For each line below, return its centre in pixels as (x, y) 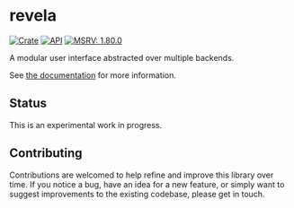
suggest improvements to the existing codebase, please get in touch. (137, 194)
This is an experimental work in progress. (86, 125)
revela (33, 16)
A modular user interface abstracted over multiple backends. (122, 57)
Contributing (46, 153)
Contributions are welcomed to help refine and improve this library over (142, 175)
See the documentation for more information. (93, 75)
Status (28, 104)
